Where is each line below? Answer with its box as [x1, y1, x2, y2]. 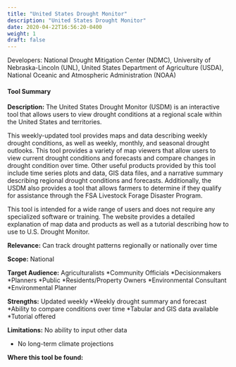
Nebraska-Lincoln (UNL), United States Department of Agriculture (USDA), [7, 64, 224, 72]
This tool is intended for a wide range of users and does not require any [7, 205, 216, 214]
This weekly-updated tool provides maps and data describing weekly [7, 131, 208, 140]
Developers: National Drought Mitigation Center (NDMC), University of [7, 56, 211, 64]
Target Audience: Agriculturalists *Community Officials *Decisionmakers [7, 269, 222, 277]
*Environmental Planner [7, 284, 77, 292]
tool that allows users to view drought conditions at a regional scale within [7, 110, 222, 119]
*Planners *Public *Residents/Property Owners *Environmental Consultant [7, 276, 227, 284]
